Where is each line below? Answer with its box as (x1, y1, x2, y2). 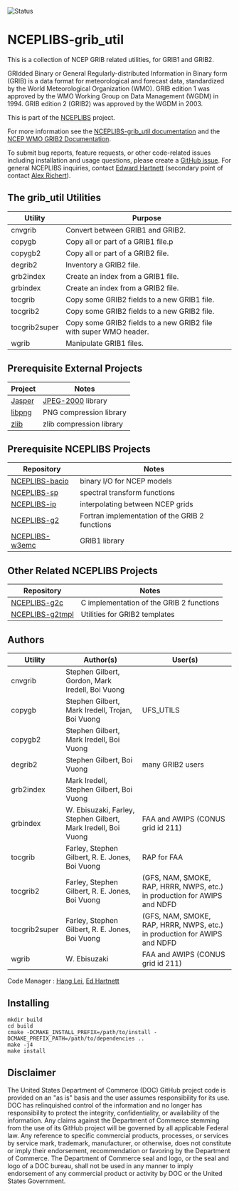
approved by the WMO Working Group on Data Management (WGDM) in (7, 91, 219, 100)
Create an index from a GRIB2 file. (65, 282, 179, 292)
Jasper (11, 396, 34, 406)
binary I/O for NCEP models (80, 476, 172, 486)
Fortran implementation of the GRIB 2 (80, 511, 204, 521)
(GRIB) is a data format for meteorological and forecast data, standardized (7, 76, 225, 85)
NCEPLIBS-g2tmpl (11, 610, 75, 620)
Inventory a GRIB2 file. (65, 260, 141, 270)
